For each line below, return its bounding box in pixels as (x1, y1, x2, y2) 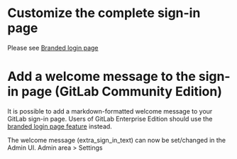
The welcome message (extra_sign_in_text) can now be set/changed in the (7, 136, 226, 144)
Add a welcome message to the (7, 69, 197, 84)
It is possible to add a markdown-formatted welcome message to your (7, 106, 213, 115)
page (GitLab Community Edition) (21, 84, 222, 100)
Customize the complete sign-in (7, 5, 201, 21)
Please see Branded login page (7, 43, 99, 52)
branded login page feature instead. (7, 122, 112, 131)
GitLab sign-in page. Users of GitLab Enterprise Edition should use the (7, 114, 213, 123)
